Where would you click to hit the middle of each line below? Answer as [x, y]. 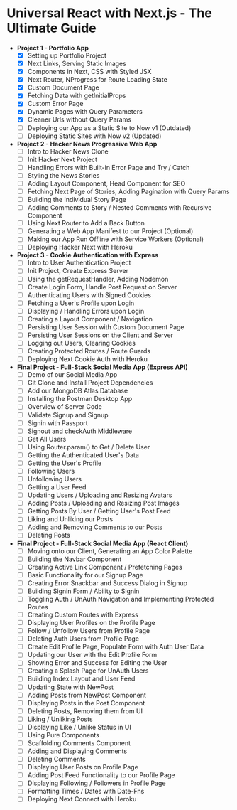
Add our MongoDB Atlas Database [78, 391]
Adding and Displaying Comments [77, 751]
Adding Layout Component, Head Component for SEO [106, 183]
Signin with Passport [57, 423]
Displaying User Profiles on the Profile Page [91, 623]
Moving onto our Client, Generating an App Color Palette [110, 551]
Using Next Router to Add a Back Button [86, 223]
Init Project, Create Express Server [78, 271]
